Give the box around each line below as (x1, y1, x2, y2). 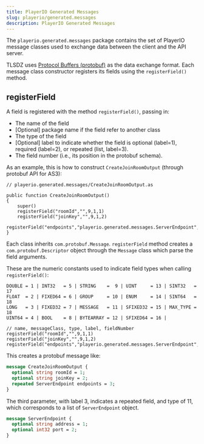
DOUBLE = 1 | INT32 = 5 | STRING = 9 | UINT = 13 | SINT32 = (6, 283, 197, 289)
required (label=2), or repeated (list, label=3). (15, 146, 129, 153)
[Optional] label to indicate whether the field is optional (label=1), (15, 139, 177, 146)
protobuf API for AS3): (6, 170, 62, 178)
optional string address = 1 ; (12, 421, 88, 428)
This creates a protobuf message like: (6, 352, 101, 360)
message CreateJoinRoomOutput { (6, 364, 88, 370)
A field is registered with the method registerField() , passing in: (6, 108, 170, 115)
